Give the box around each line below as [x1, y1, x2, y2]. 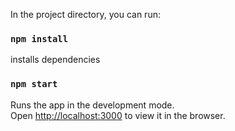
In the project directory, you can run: [10, 9, 161, 20]
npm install [10, 33, 69, 44]
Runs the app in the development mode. [10, 99, 175, 111]
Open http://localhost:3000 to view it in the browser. [10, 109, 226, 121]
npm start [10, 79, 58, 90]
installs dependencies [10, 54, 101, 66]
